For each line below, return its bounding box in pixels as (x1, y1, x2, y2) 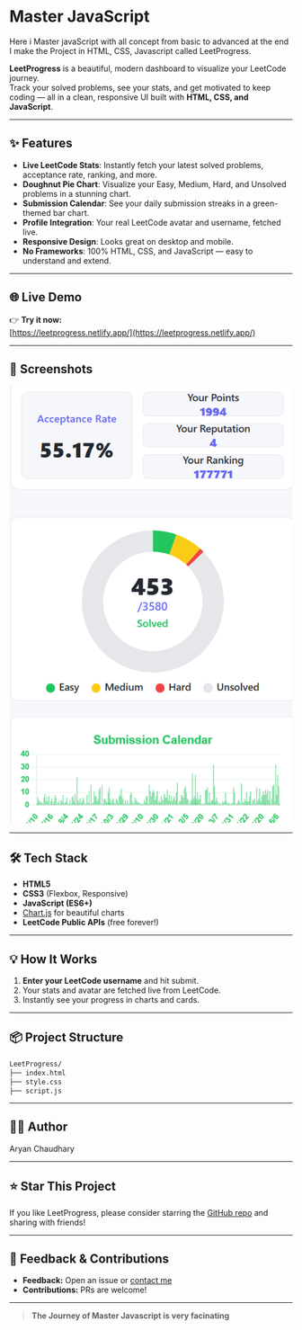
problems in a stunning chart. (22, 188, 132, 199)
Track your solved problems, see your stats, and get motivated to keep (9, 82, 271, 93)
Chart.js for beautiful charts (22, 907, 125, 918)
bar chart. (52, 207, 90, 218)
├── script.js (9, 1086, 63, 1095)
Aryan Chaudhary (9, 1143, 75, 1154)
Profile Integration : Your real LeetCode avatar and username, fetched (22, 217, 281, 228)
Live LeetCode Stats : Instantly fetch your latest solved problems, (22, 159, 263, 170)
